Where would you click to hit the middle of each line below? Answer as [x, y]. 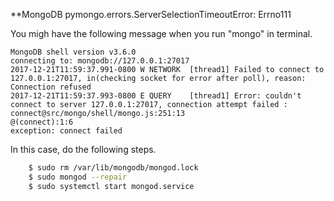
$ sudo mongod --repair [78, 177]
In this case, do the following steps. [83, 149]
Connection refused [51, 87]
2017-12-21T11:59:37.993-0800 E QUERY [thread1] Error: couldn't [156, 96]
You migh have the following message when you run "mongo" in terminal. [161, 33]
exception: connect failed [66, 131]
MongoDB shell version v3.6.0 [73, 52]
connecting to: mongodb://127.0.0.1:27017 [100, 61]
